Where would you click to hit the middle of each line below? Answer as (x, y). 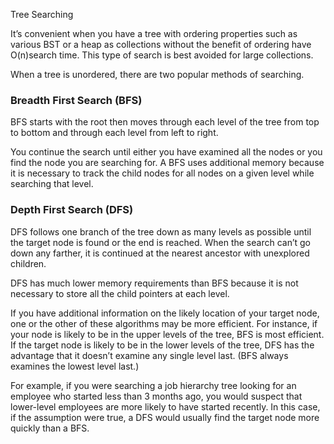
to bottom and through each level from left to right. (114, 133)
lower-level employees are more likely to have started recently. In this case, (165, 406)
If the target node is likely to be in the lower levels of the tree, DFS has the (162, 345)
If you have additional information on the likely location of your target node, (165, 313)
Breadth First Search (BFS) (76, 100)
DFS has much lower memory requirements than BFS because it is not (154, 283)
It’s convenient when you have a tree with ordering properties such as (154, 33)
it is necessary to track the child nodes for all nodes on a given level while (162, 173)
